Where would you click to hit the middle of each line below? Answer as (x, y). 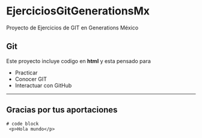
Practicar (26, 73)
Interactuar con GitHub (43, 85)
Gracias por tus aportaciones (62, 110)
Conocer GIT (31, 79)
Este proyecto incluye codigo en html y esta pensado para (79, 61)
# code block (23, 124)
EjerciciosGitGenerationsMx (78, 11)
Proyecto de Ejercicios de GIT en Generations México (72, 28)
